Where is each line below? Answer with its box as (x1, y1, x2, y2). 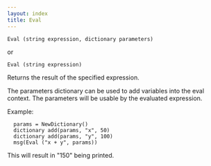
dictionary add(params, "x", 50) (13, 127, 110, 133)
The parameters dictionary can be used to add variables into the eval (7, 86, 205, 95)
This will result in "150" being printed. (7, 151, 115, 159)
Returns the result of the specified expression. (7, 73, 140, 82)
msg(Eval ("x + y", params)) (13, 139, 98, 146)
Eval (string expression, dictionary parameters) (7, 35, 154, 42)
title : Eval (7, 17, 42, 24)
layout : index (7, 10, 49, 17)
